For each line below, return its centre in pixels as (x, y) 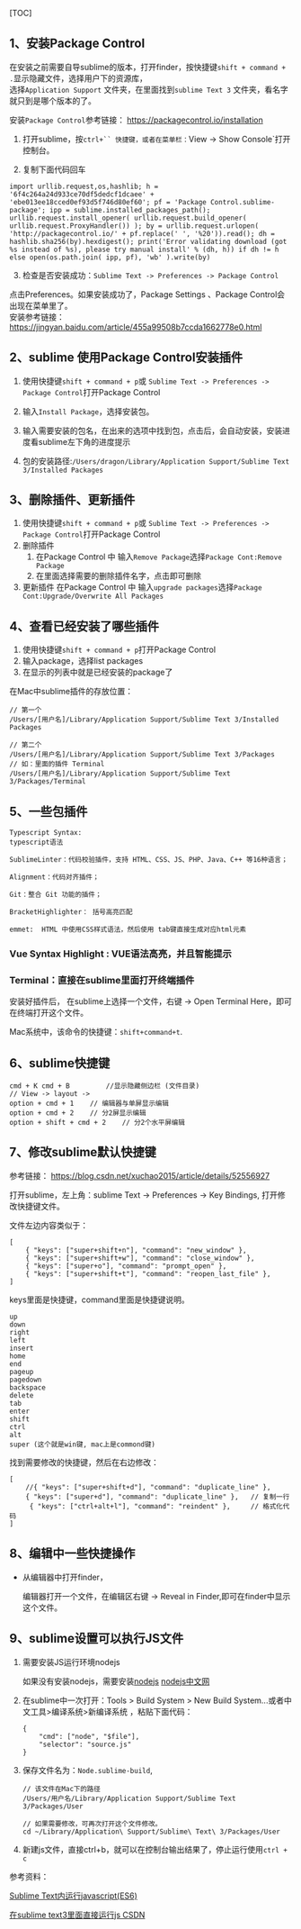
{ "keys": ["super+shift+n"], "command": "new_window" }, (136, 1250)
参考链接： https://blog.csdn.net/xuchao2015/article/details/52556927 (140, 1175)
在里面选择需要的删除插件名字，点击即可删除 (119, 576)
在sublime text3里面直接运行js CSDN (77, 1915)
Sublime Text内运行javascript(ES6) (73, 1896)
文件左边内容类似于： (49, 1225)
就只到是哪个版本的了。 (53, 100)
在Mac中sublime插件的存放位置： (71, 692)
